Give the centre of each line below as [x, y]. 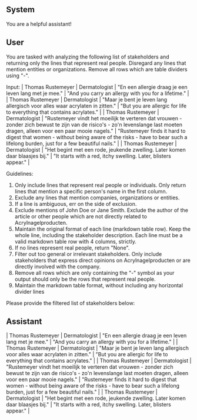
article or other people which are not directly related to [81, 216]
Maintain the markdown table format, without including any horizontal [99, 285]
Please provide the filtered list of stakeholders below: [71, 303]
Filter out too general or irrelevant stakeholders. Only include [88, 254]
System [21, 10]
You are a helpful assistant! [39, 24]
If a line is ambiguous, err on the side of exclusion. [76, 204]
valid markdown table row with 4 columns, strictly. [75, 241]
